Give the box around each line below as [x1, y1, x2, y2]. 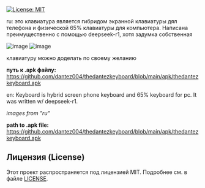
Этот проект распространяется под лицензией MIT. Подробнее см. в [6, 168, 188, 176]
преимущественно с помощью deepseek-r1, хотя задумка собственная [6, 31, 193, 38]
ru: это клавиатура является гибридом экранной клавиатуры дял [6, 18, 177, 24]
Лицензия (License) [6, 152, 85, 162]
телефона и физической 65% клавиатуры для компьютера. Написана [6, 24, 188, 31]
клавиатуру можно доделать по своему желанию [6, 55, 136, 61]
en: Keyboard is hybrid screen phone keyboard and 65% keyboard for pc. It [6, 91, 197, 98]
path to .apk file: [6, 121, 49, 129]
